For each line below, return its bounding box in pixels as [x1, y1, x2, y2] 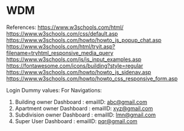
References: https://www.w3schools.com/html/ [6, 24, 124, 31]
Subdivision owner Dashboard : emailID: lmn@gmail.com [14, 111, 156, 118]
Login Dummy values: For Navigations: [6, 86, 103, 94]
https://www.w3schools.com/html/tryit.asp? [6, 43, 116, 50]
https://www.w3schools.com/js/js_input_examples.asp [6, 56, 142, 63]
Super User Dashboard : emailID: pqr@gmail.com [14, 117, 138, 124]
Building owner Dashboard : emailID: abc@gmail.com [14, 98, 148, 106]
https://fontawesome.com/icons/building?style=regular [6, 62, 144, 69]
